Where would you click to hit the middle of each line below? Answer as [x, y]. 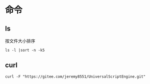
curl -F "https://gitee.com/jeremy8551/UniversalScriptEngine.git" [75, 77]
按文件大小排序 [20, 41]
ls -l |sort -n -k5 [25, 50]
